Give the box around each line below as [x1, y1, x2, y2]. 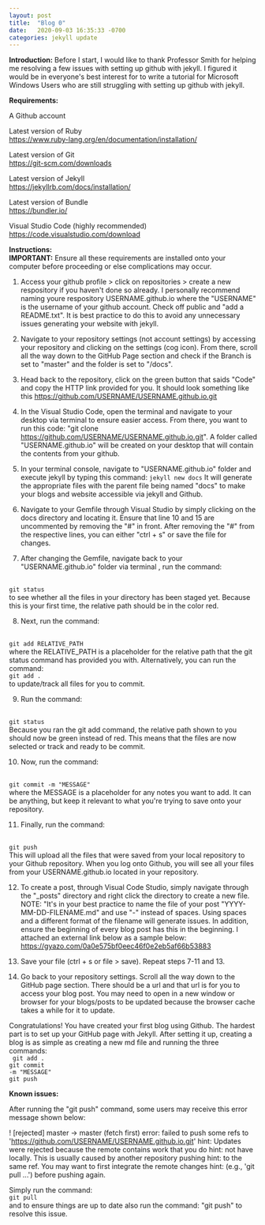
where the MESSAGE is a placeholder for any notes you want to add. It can [9, 788, 252, 797]
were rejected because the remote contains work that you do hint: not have [9, 1145, 253, 1155]
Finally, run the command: [20, 820, 106, 830]
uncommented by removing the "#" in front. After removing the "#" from [20, 522, 255, 531]
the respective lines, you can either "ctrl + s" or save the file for [20, 530, 227, 540]
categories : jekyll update [9, 33, 98, 42]
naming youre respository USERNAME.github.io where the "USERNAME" [20, 294, 256, 303]
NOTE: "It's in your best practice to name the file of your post [20, 899, 220, 909]
